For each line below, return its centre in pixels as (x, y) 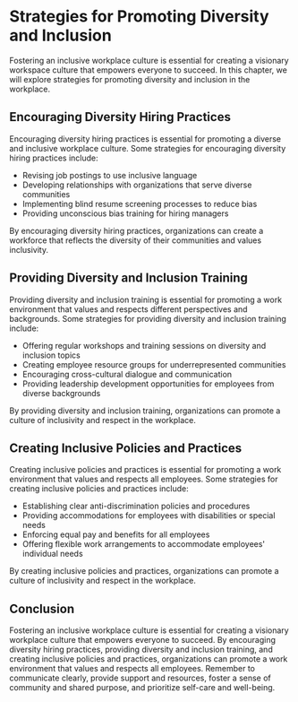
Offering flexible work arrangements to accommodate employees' (144, 544)
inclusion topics (51, 355)
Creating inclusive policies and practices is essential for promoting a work (145, 470)
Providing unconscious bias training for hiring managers (125, 213)
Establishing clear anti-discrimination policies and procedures (136, 506)
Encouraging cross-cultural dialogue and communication (127, 374)
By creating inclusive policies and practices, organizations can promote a (144, 571)
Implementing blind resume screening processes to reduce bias (140, 204)
